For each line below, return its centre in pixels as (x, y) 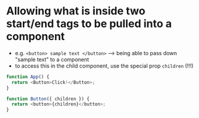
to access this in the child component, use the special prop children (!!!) (104, 66)
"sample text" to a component (52, 59)
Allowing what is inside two (76, 11)
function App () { (28, 77)
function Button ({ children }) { (48, 99)
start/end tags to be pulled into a (89, 24)
